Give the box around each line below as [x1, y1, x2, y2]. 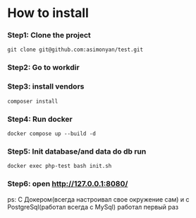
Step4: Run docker [7, 114, 73, 124]
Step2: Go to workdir [7, 62, 80, 72]
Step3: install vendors [7, 81, 85, 91]
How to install [7, 5, 90, 21]
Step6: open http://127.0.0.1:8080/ [7, 179, 128, 189]
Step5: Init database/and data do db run [7, 147, 147, 156]
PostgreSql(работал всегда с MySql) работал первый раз [7, 202, 178, 211]
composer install [7, 98, 59, 105]
